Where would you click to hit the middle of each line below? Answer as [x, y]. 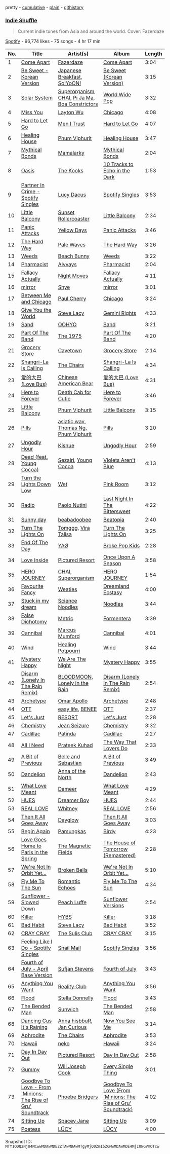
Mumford [69, 637]
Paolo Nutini [72, 505]
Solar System [37, 98]
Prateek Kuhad [75, 746]
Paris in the [34, 852]
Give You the [36, 310]
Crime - [31, 192]
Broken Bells [73, 870]
